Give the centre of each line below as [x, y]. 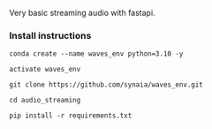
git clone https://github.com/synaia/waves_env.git [106, 85]
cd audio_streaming [45, 101]
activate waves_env [45, 70]
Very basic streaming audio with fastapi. [83, 13]
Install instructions [50, 35]
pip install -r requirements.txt [71, 116]
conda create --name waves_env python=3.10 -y [96, 54]
